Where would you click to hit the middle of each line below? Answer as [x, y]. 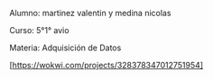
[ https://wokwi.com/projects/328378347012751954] [106, 65]
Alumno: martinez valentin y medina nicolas [90, 13]
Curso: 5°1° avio [39, 30]
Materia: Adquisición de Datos [65, 48]
